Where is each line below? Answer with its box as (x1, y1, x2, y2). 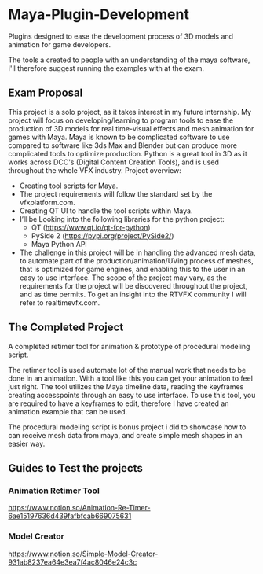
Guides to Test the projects (8, 462, 143, 475)
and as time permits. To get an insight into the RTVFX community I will (19, 289, 247, 299)
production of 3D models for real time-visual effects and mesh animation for (8, 123, 254, 133)
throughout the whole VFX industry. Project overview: (8, 165, 182, 175)
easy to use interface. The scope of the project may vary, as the (19, 273, 228, 282)
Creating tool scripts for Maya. (19, 181, 119, 190)
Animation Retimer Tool (8, 485, 100, 496)
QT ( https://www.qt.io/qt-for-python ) (31, 223, 151, 232)
